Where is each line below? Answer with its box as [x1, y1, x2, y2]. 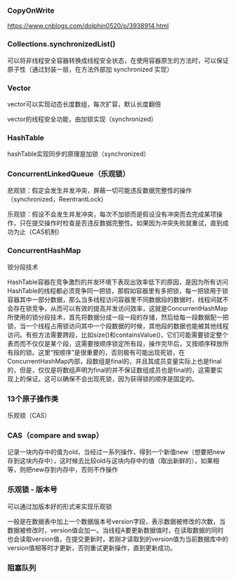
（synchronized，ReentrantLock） [7, 195, 107, 204]
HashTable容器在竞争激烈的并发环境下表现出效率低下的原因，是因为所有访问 [7, 278, 228, 286]
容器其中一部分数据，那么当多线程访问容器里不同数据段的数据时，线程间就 [7, 295, 223, 304]
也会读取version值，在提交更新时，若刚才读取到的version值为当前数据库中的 [7, 535, 228, 543]
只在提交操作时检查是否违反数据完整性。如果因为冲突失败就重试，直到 [19, 219, 223, 228]
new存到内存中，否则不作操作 [31, 466, 118, 474]
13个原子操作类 [7, 394, 58, 404]
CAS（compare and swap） [7, 430, 104, 440]
